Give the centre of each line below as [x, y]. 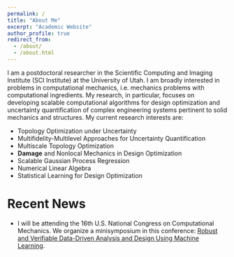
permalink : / [26, 14]
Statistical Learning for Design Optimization [80, 175]
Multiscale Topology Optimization [65, 146]
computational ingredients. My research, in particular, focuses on [101, 95]
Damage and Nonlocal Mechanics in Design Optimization [100, 153]
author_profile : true [39, 33]
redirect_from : [29, 40]
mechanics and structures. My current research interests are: [95, 117]
